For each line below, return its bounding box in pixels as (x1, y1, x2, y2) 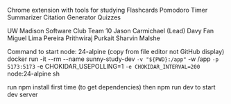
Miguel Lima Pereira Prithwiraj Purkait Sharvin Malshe (7, 34, 161, 42)
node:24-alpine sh (7, 69, 60, 78)
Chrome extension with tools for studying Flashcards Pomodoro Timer (7, 6, 208, 14)
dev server (7, 90, 38, 98)
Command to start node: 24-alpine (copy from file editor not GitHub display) (7, 48, 225, 55)
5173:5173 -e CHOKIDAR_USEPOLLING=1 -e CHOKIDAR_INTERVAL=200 (7, 62, 200, 70)
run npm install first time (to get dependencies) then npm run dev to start (7, 83, 216, 91)
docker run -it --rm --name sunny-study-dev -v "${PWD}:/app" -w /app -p (7, 55, 219, 63)
